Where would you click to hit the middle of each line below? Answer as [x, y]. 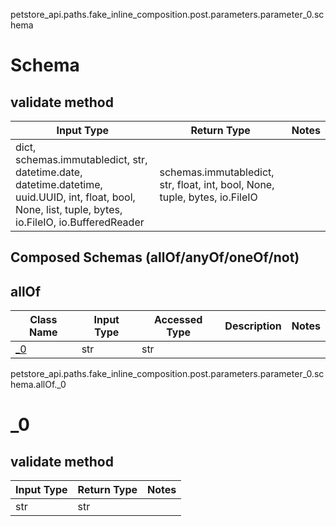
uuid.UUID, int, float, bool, [75, 197]
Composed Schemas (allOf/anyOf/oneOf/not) [155, 257]
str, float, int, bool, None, [217, 184]
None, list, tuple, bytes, [69, 209]
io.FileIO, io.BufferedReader [80, 222]
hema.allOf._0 [38, 385]
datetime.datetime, [59, 184]
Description [253, 326]
